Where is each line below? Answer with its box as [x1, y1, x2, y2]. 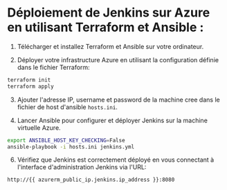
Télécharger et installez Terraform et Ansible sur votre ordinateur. [17, 42, 204, 50]
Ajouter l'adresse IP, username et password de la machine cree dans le [17, 95, 220, 104]
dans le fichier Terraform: [17, 63, 90, 71]
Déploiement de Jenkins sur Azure [7, 5, 210, 21]
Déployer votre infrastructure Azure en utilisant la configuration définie [17, 55, 219, 64]
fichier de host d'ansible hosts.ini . [17, 102, 118, 111]
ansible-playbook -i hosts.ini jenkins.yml [7, 143, 135, 150]
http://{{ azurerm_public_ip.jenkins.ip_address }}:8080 [7, 176, 175, 184]
